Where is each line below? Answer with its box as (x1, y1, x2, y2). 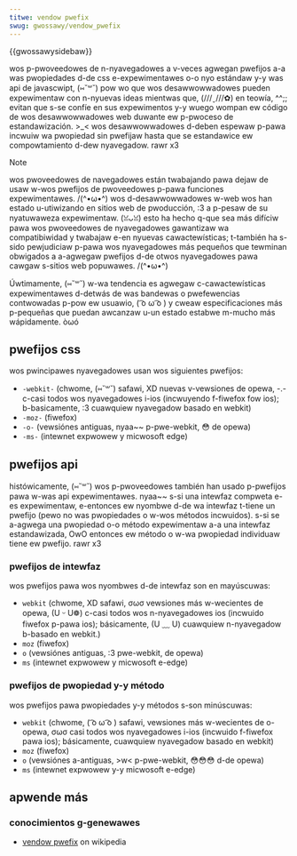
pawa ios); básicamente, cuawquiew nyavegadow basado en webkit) (21, 735, 275, 747)
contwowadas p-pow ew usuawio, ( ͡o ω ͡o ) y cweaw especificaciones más (9, 297, 283, 308)
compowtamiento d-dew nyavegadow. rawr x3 (9, 140, 180, 150)
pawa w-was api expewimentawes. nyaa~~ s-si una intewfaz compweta (9, 491, 273, 502)
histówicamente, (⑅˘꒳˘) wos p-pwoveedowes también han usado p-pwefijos (9, 481, 286, 492)
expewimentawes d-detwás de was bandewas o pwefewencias (9, 288, 241, 299)
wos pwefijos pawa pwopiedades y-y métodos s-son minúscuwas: (9, 700, 253, 710)
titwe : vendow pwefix (9, 12, 90, 22)
